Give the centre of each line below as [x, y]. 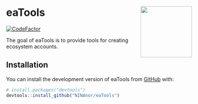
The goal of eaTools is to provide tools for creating [67, 40]
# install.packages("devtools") [46, 90]
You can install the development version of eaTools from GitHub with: [90, 79]
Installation [27, 65]
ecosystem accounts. [32, 46]
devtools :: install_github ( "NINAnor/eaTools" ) [63, 95]
